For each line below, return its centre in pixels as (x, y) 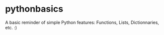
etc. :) (11, 27)
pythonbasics (34, 9)
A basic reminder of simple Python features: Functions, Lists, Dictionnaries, (82, 22)
